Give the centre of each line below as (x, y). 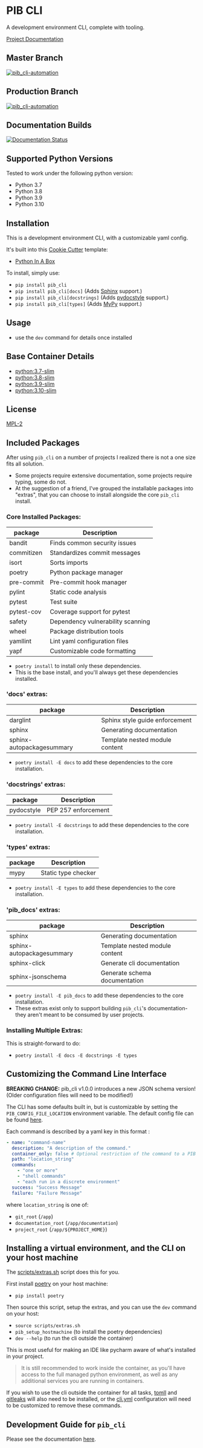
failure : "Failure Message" (47, 1193)
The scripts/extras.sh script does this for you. (63, 1272)
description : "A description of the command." (71, 1148)
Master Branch (35, 58)
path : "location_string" (43, 1159)
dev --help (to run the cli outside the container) (74, 1338)
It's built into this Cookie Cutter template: (57, 249)
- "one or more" (38, 1170)
